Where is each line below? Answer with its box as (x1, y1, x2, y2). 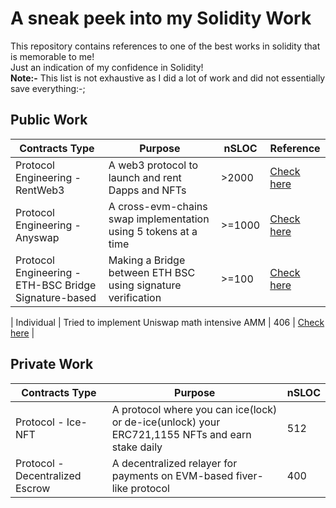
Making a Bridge (108, 253, 186, 267)
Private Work (10, 356, 94, 373)
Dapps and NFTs (108, 183, 187, 197)
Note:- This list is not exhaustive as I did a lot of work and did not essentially (10, 72, 326, 84)
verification (108, 290, 162, 304)
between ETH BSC (108, 265, 196, 279)
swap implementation (108, 212, 210, 226)
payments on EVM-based (111, 468, 234, 482)
